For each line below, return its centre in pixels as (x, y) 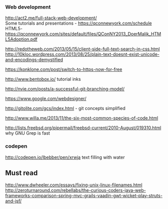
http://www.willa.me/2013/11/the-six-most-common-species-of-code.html (82, 118)
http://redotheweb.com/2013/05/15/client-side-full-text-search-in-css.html (83, 49)
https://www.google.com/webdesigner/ (46, 98)
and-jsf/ (13, 201)
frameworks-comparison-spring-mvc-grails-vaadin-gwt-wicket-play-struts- (84, 196)
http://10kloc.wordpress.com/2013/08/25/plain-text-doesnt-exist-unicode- (82, 54)
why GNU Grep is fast (28, 133)
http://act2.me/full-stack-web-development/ (51, 18)
